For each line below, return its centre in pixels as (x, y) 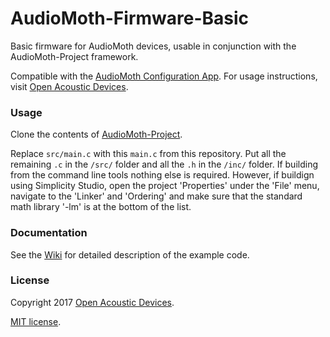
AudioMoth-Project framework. (74, 56)
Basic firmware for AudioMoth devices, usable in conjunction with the (153, 46)
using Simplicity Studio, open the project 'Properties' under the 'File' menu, (165, 186)
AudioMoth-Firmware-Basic (130, 18)
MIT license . (36, 321)
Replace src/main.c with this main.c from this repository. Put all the (148, 154)
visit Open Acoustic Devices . (69, 86)
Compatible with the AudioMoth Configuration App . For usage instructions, (164, 76)
